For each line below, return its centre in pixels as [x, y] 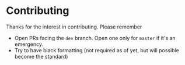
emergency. [29, 44]
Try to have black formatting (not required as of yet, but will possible [97, 50]
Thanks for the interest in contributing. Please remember [74, 27]
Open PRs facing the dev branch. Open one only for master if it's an [95, 38]
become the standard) [41, 56]
